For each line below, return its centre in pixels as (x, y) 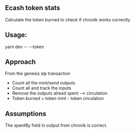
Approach (20, 62)
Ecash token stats (33, 8)
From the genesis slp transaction (38, 74)
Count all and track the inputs (42, 88)
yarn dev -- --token (25, 47)
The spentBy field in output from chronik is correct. (56, 125)
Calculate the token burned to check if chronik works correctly (67, 19)
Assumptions (26, 114)
